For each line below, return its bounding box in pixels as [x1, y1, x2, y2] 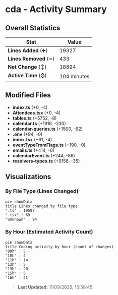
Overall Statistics [5, 24, 61, 32]
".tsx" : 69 [5, 212, 30, 217]
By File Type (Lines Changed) [5, 188, 79, 195]
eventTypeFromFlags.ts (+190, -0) [12, 142, 86, 148]
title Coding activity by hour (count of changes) [5, 244, 114, 249]
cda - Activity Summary [5, 4, 107, 15]
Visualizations [5, 172, 51, 181]
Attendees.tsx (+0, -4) [12, 109, 61, 115]
